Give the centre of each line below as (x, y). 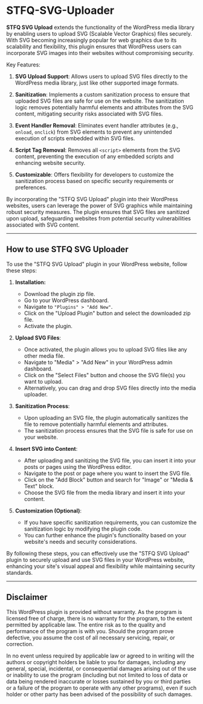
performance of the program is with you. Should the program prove (90, 631)
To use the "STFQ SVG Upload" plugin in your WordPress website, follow (97, 264)
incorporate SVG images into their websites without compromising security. (100, 53)
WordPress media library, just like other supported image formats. (97, 83)
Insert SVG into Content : (46, 448)
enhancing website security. (50, 163)
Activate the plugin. (48, 326)
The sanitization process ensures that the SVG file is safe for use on (108, 430)
